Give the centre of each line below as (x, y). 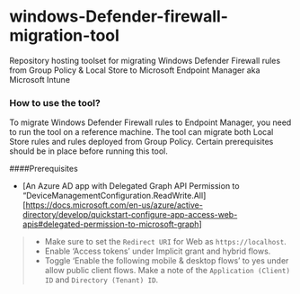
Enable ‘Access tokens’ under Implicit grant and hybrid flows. (158, 251)
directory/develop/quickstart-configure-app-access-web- (130, 215)
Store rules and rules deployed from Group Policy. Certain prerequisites (141, 142)
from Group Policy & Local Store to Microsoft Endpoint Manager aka (135, 70)
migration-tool (64, 36)
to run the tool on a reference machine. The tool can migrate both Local (141, 132)
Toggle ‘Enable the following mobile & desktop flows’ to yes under (167, 261)
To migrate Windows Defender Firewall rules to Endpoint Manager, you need (150, 122)
